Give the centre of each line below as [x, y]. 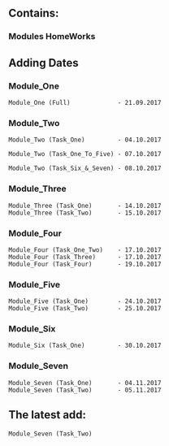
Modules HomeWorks [52, 37]
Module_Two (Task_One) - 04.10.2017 [85, 140]
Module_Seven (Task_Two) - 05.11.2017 [85, 390]
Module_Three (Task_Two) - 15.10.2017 [85, 213]
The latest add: [48, 415]
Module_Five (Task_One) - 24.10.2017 [85, 301]
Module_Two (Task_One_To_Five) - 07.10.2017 [85, 154]
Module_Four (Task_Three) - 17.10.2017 [85, 257]
